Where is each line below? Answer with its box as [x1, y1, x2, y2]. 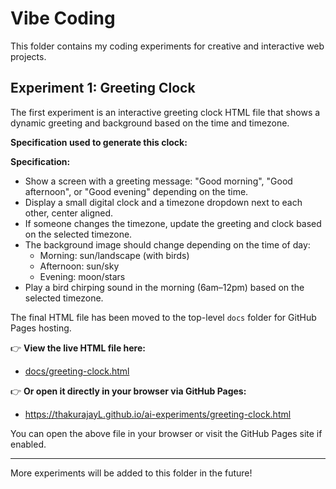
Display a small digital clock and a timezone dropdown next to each [24, 196, 303, 208]
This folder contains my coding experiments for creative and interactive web [10, 40, 325, 52]
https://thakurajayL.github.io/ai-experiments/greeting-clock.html [24, 408, 292, 420]
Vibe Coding [10, 7, 116, 30]
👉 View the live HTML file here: [10, 342, 146, 354]
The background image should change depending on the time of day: [24, 238, 311, 251]
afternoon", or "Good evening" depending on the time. [24, 185, 249, 197]
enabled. [10, 438, 47, 450]
